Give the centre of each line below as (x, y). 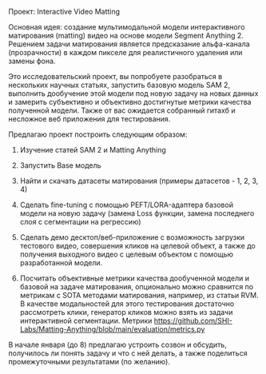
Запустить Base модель (60, 165)
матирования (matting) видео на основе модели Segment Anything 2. (126, 36)
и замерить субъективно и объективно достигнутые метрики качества (130, 102)
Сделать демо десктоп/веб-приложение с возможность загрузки (132, 237)
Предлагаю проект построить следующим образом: (98, 134)
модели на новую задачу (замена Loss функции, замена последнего (137, 213)
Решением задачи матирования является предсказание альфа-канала (129, 44)
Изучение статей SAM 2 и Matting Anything (93, 150)
